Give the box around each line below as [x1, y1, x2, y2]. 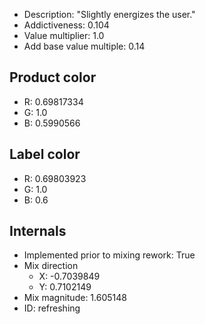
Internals [9, 223, 67, 240]
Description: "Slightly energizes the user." [23, 9, 196, 20]
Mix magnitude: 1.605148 [23, 292, 127, 304]
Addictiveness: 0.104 [23, 19, 110, 31]
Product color [9, 69, 97, 86]
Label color [9, 146, 81, 163]
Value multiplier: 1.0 [23, 30, 105, 41]
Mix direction [23, 260, 79, 272]
